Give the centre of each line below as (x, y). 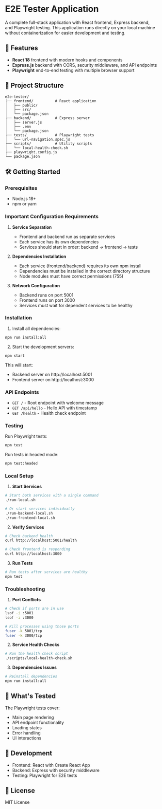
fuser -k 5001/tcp (24, 631)
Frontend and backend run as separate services (67, 237)
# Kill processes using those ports (42, 626)
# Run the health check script (37, 654)
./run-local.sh (20, 500)
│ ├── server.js (24, 122)
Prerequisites (21, 188)
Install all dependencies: (36, 328)
